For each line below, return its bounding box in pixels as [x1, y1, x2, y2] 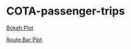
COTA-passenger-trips [6, 4, 125, 18]
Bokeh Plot [6, 24, 34, 31]
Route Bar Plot [6, 36, 43, 43]
